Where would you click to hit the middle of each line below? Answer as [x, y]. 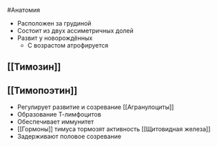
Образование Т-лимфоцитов [59, 115]
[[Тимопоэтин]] [42, 90]
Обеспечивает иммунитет [55, 122]
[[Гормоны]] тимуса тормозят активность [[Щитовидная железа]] [114, 129]
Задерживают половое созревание [69, 137]
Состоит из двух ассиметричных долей [75, 31]
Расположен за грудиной [54, 23]
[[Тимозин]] [34, 67]
